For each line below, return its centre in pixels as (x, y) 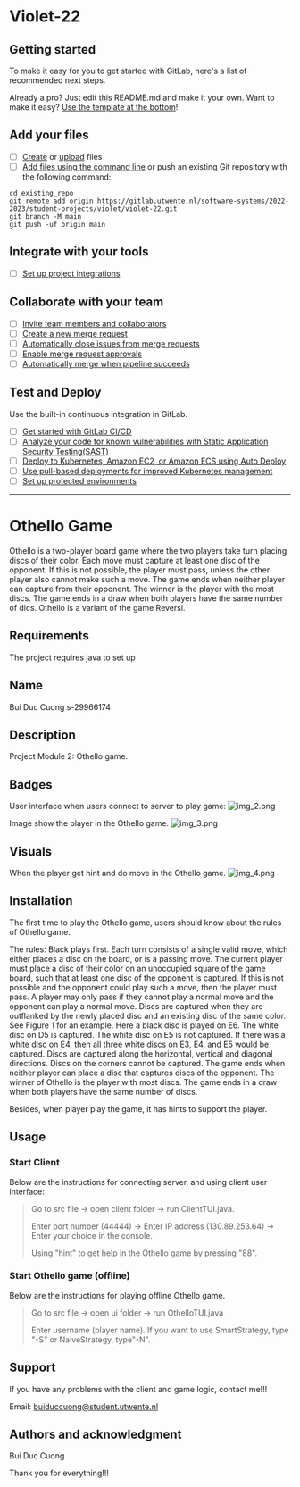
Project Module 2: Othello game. (69, 756)
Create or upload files (62, 156)
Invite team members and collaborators (94, 323)
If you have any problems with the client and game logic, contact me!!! (138, 1389)
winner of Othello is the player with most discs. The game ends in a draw (143, 1082)
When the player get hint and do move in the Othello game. (117, 873)
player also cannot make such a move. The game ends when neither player (147, 579)
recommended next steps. (58, 80)
